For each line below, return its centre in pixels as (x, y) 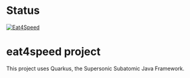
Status (23, 11)
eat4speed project (53, 52)
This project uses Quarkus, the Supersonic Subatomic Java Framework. (95, 68)
